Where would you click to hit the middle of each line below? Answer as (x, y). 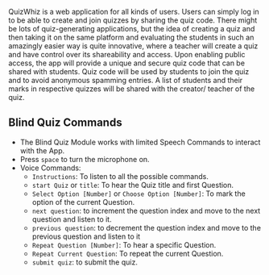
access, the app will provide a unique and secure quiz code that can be (127, 63)
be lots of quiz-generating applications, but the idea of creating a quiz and (132, 29)
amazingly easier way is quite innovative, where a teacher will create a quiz (133, 46)
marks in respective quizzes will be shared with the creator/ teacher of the (132, 89)
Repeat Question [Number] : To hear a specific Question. (124, 244)
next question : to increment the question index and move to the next (146, 210)
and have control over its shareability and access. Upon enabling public (127, 54)
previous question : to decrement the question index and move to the (147, 227)
